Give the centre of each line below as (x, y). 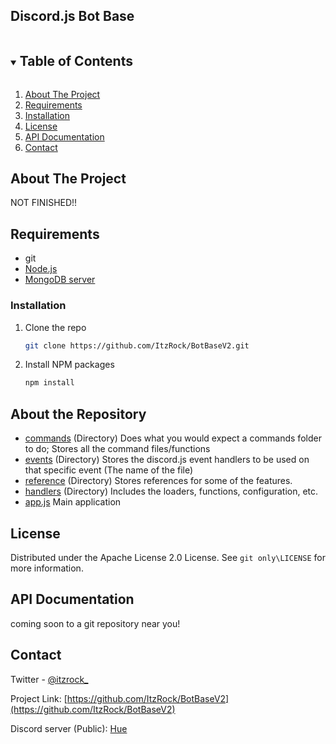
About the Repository (78, 414)
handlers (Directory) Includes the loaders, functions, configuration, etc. (171, 491)
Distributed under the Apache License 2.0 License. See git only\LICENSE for (168, 557)
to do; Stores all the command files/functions (117, 449)
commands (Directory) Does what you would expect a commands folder (173, 438)
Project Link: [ (39, 698)
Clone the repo (55, 327)
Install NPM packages (69, 365)
